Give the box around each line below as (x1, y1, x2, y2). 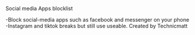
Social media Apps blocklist (5, 5, 73, 12)
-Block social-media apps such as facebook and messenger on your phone (5, 16, 190, 23)
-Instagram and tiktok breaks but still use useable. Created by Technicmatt (5, 23, 188, 29)
